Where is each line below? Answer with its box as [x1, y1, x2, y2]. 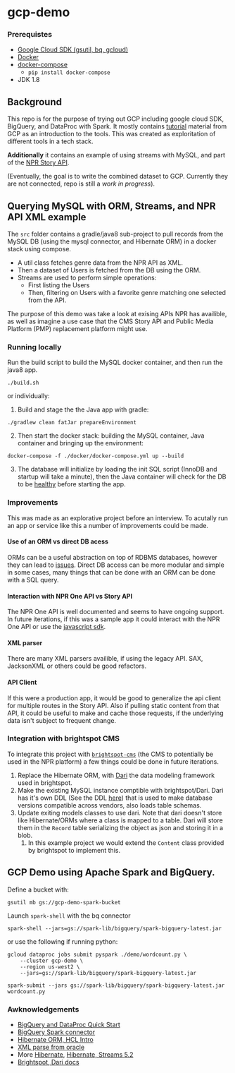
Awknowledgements [7, 1004, 80, 1014]
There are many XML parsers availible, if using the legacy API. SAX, [7, 654, 203, 663]
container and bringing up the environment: [17, 439, 144, 448]
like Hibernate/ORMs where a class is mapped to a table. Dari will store [17, 816, 223, 825]
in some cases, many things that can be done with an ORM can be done [7, 568, 216, 576]
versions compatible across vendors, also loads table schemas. [17, 801, 202, 809]
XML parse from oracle [17, 1043, 85, 1051]
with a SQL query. [7, 575, 59, 584]
